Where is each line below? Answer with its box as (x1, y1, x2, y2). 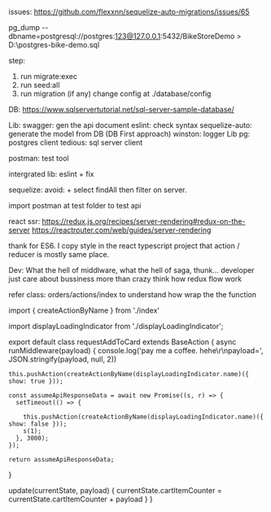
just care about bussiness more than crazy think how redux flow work (8, 274, 243, 283)
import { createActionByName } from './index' (8, 305, 160, 315)
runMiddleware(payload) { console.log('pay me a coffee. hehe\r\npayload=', (8, 346, 264, 355)
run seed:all (20, 81, 60, 90)
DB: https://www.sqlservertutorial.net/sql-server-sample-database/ (8, 105, 234, 114)
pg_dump (8, 23, 41, 32)
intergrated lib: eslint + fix (8, 169, 94, 178)
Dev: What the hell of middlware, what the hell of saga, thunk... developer (8, 265, 255, 275)
